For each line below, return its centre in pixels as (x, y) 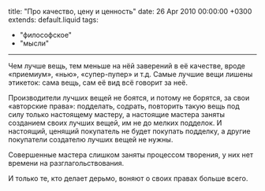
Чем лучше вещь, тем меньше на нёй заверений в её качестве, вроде (127, 66)
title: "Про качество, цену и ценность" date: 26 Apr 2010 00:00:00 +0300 (130, 11)
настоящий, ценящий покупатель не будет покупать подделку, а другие (129, 131)
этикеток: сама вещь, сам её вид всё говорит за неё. (98, 83)
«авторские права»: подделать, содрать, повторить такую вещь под (124, 106)
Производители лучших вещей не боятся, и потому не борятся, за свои (129, 98)
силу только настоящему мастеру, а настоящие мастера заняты (117, 114)
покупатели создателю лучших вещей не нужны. (91, 140)
